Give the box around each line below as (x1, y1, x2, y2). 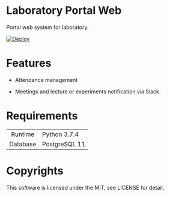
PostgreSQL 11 (41, 140, 86, 148)
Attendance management (14, 76, 78, 83)
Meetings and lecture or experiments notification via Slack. (14, 88, 161, 95)
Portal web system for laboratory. (6, 23, 89, 31)
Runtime (11, 130, 35, 139)
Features (6, 57, 52, 70)
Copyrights (6, 164, 64, 178)
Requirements (6, 109, 78, 123)
